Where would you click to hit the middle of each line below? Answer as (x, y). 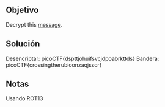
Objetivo (22, 10)
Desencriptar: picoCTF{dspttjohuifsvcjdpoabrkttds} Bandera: (82, 58)
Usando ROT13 (24, 98)
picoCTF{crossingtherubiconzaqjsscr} (54, 65)
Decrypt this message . (34, 24)
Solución (23, 44)
